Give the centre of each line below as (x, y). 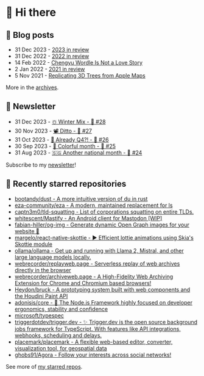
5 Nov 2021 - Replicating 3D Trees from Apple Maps (80, 75)
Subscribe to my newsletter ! (41, 165)
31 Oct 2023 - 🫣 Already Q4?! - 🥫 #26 (62, 139)
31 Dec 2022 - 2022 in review (52, 56)
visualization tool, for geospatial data (61, 348)
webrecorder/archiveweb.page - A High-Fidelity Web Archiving (94, 277)
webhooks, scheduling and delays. (58, 335)
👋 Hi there (31, 13)
